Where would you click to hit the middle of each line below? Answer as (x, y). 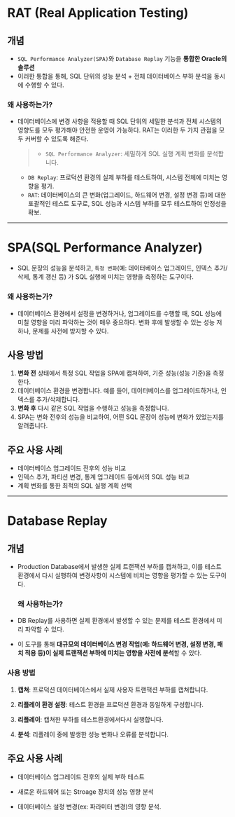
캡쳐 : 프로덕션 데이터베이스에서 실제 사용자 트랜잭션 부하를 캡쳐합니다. (113, 689)
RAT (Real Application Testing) (98, 13)
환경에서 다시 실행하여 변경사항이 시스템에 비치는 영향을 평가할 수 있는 (113, 575)
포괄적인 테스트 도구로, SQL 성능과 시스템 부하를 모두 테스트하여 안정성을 (127, 204)
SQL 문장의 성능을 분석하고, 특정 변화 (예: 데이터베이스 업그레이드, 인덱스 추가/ (122, 268)
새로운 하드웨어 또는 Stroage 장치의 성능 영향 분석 (85, 791)
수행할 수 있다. (44, 85)
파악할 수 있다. (44, 629)
